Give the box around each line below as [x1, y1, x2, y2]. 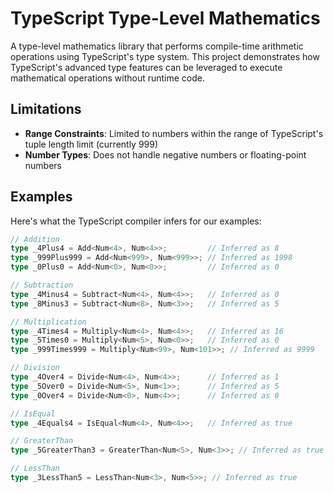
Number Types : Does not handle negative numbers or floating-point [24, 148, 307, 161]
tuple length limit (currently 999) [24, 138, 159, 150]
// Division [10, 363, 60, 373]
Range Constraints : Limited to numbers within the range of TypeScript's [24, 127, 324, 139]
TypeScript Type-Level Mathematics [10, 7, 321, 30]
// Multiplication [10, 317, 87, 327]
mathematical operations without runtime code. [10, 72, 206, 84]
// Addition [10, 234, 60, 244]
